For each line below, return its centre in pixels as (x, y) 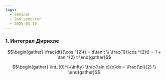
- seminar (20, 14)
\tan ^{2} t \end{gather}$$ (84, 57)
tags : (11, 10)
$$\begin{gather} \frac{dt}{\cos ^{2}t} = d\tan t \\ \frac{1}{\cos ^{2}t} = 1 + (84, 52)
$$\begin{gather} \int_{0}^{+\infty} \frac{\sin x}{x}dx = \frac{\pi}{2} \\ (84, 67)
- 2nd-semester (26, 19)
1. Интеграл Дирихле (32, 41)
